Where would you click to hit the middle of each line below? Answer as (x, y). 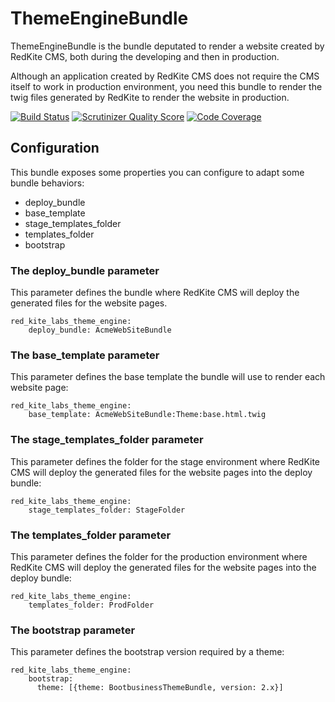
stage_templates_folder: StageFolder (107, 510)
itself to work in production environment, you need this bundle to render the (166, 86)
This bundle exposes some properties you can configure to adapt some (157, 172)
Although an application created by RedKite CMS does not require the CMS (165, 76)
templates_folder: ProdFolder (91, 605)
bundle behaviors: (47, 183)
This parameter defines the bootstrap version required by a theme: (147, 652)
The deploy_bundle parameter (85, 270)
